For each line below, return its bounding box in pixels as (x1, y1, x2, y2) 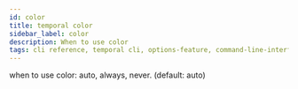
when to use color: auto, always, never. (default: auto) (9, 70, 206, 80)
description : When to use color (9, 37, 129, 47)
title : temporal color (9, 21, 93, 30)
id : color (9, 12, 46, 22)
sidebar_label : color (9, 29, 90, 38)
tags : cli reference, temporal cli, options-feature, (9, 46, 213, 55)
